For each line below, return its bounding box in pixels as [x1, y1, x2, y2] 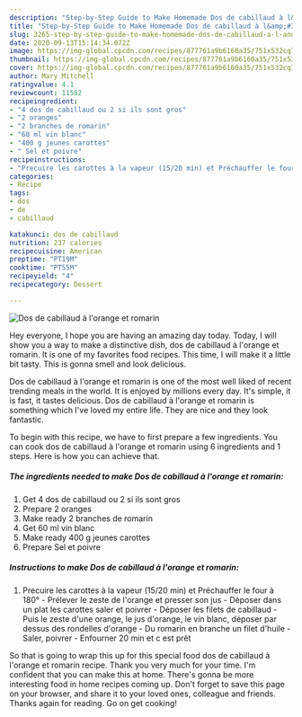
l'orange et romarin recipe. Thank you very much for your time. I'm [9, 659, 256, 670]
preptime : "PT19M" [9, 255, 78, 264]
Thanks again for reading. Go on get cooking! [9, 697, 178, 708]
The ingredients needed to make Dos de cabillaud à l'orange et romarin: [9, 471, 284, 482]
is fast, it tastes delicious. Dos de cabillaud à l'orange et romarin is [9, 394, 254, 405]
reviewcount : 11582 [9, 88, 83, 97]
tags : [9, 189, 30, 198]
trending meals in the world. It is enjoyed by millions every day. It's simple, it [9, 385, 291, 396]
